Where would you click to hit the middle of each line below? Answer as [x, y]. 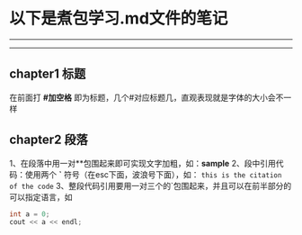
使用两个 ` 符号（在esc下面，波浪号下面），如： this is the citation [153, 174]
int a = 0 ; [30, 214]
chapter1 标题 [48, 74]
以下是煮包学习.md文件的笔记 [119, 18]
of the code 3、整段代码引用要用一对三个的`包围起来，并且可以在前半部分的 [151, 185]
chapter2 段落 [49, 140]
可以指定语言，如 [41, 197]
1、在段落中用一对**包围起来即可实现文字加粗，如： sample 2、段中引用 [142, 163]
